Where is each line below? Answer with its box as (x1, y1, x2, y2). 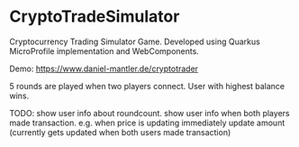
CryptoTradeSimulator (9, 6, 180, 27)
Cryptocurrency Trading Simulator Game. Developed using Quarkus (9, 36, 261, 47)
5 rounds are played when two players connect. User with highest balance (9, 80, 285, 91)
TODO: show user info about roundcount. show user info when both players (9, 107, 290, 118)
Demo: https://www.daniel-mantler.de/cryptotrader (9, 63, 199, 74)
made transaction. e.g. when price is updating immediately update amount (9, 117, 285, 128)
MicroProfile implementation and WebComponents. (9, 45, 200, 56)
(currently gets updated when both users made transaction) (9, 126, 231, 137)
